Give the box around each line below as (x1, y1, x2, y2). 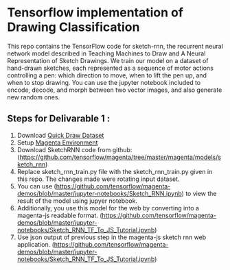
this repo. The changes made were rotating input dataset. (16, 175, 180, 183)
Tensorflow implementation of (7, 5, 184, 21)
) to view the (181, 189, 217, 197)
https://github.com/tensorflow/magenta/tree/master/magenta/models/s (19, 153, 222, 161)
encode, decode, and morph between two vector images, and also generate (7, 86, 222, 94)
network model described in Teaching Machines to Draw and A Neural (7, 49, 206, 58)
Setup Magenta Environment (16, 138, 98, 147)
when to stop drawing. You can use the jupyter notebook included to (7, 78, 201, 86)
